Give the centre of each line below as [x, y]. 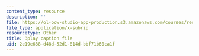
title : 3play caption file [39, 38]
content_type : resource [36, 11]
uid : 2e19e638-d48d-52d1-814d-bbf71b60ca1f [61, 44]
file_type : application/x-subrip [47, 28]
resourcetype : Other [32, 33]
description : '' [26, 17]
